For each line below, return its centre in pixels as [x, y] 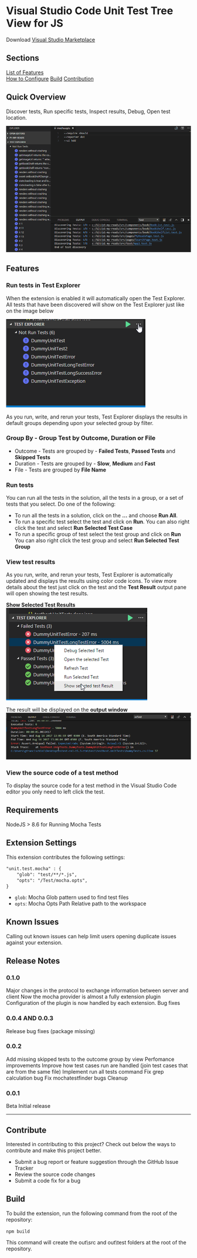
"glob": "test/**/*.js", [47, 874]
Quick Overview [36, 97]
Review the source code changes [55, 1174]
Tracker [24, 1168]
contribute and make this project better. [54, 1150]
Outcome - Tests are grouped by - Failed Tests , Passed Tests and [95, 451]
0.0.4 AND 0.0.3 [30, 1018]
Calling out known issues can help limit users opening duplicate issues [91, 936]
